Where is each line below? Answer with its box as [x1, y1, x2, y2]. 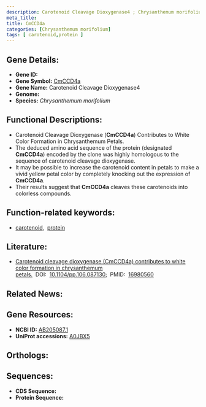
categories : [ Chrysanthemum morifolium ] [6, 26, 112, 33]
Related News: [6, 289, 63, 299]
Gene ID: [15, 71, 38, 78]
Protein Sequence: [15, 393, 64, 401]
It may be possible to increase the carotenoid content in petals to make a [15, 163, 199, 171]
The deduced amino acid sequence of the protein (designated [15, 144, 172, 151]
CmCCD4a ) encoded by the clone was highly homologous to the [15, 150, 179, 158]
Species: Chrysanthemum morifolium [15, 96, 110, 104]
